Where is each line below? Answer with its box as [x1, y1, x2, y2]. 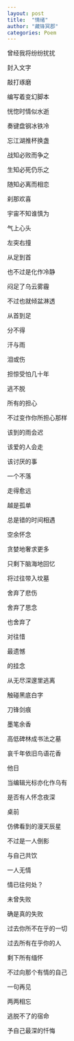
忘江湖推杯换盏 [7, 137, 49, 145]
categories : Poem [7, 29, 57, 36]
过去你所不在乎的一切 [7, 924, 67, 933]
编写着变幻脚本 [7, 93, 49, 101]
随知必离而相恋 [7, 180, 49, 189]
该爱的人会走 [7, 443, 43, 451]
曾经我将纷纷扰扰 [7, 49, 56, 57]
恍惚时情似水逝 [7, 107, 49, 115]
